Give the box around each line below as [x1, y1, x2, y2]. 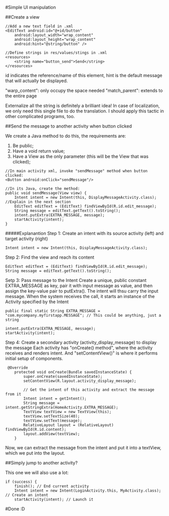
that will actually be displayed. [5, 78, 68, 84]
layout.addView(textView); [23, 431, 80, 436]
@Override [7, 365, 28, 370]
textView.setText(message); [23, 418, 82, 423]
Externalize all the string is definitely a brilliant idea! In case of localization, [5, 103, 160, 108]
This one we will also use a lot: [5, 470, 69, 476]
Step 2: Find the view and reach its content [5, 254, 94, 260]
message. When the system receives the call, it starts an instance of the [5, 294, 155, 299]
